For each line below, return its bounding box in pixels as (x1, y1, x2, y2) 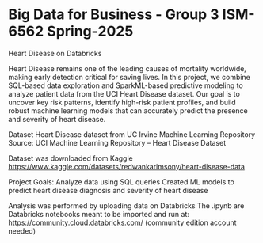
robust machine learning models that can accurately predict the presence (8, 105, 248, 116)
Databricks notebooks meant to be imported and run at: (8, 209, 190, 218)
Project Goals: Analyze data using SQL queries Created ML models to (8, 177, 235, 187)
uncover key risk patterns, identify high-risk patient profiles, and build (8, 97, 236, 107)
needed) (8, 226, 36, 235)
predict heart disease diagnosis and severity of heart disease (8, 185, 208, 195)
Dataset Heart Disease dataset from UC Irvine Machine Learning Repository (8, 129, 256, 139)
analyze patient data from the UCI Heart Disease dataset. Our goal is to (8, 89, 240, 98)
